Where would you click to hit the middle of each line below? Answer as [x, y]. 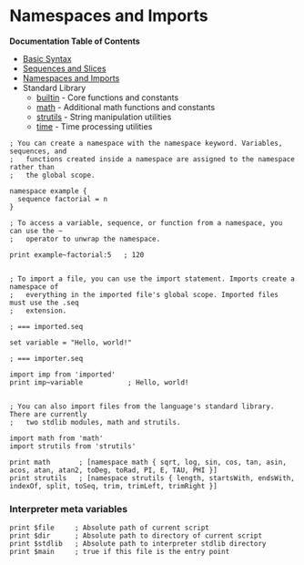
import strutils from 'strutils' [73, 446]
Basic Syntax [47, 58]
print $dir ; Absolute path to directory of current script [136, 536]
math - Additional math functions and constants [126, 107]
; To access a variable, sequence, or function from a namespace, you [146, 223]
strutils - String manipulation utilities [104, 117]
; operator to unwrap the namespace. [85, 239]
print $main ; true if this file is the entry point [120, 552]
